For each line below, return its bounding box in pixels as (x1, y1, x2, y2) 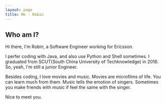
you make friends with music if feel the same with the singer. (5, 84, 131, 90)
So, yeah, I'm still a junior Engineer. (5, 64, 78, 70)
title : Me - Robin (5, 12, 44, 17)
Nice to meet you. (5, 94, 42, 100)
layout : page (5, 7, 33, 12)
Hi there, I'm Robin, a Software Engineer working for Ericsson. (5, 43, 134, 50)
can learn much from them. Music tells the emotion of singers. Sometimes (5, 79, 158, 85)
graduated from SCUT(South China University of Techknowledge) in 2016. (5, 58, 159, 65)
